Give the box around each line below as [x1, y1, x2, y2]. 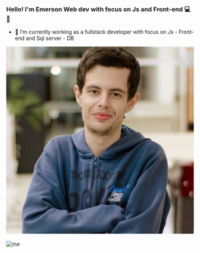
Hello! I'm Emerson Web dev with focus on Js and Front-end [6, 5, 183, 13]
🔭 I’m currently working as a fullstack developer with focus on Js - [14, 29, 177, 36]
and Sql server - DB [26, 35, 74, 42]
